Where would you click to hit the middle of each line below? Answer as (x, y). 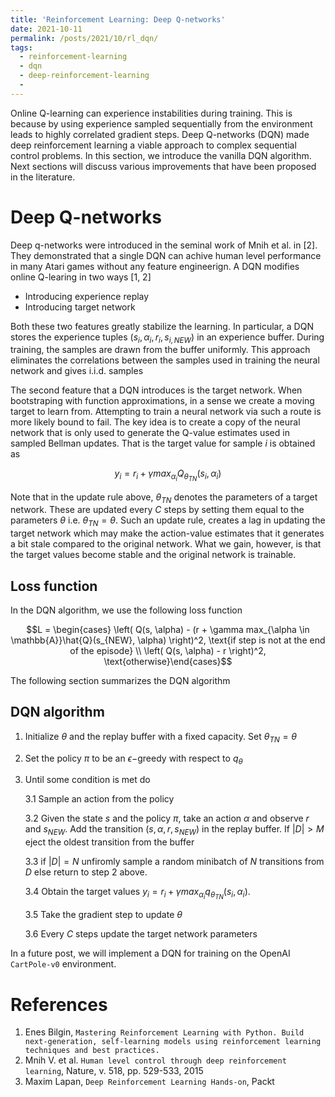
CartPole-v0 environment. (63, 964)
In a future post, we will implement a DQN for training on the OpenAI (150, 953)
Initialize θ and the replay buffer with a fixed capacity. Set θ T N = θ (161, 737)
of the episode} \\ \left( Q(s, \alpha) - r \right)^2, (168, 651)
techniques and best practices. (92, 1051)
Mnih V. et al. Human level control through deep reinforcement (155, 1060)
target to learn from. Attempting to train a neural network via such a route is (166, 412)
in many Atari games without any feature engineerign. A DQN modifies (155, 266)
